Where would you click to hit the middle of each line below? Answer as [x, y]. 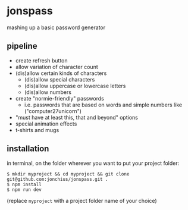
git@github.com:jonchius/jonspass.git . [58, 179]
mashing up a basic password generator [56, 27]
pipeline [22, 46]
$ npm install [24, 184]
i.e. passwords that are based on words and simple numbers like [103, 105]
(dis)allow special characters [59, 79]
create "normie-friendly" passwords [60, 98]
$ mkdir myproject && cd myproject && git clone [68, 174]
